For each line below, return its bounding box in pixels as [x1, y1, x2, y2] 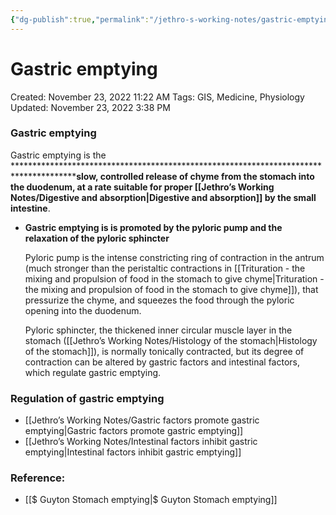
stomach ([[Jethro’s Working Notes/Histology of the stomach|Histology [24, 334, 318, 346]
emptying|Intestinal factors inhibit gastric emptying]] [24, 446, 242, 458]
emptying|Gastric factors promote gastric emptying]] [24, 425, 244, 437]
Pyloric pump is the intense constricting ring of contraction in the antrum [24, 251, 325, 263]
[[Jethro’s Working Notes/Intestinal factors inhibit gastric [24, 436, 258, 448]
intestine [10, 202, 48, 214]
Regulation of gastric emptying [10, 391, 165, 405]
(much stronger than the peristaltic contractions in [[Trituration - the [24, 262, 306, 274]
